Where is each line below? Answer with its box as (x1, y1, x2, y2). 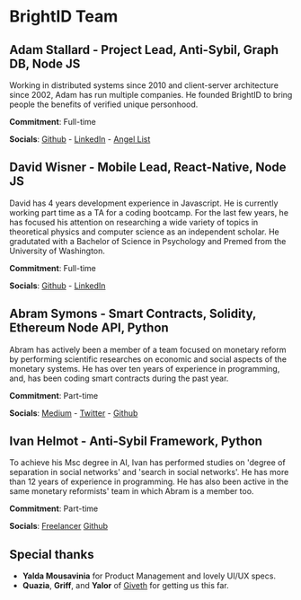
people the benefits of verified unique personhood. (9, 99, 199, 110)
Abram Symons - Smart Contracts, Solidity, (9, 306, 257, 322)
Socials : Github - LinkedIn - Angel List (9, 134, 151, 145)
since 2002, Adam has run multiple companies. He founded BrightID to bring (9, 90, 293, 100)
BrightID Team (9, 6, 119, 27)
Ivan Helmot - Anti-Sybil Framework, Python (9, 434, 263, 449)
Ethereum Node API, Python (9, 321, 169, 336)
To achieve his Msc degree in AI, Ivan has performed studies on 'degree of (9, 457, 286, 468)
